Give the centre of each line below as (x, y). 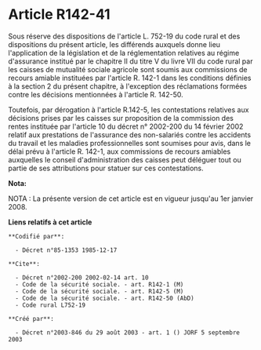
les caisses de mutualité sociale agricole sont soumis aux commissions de (128, 69)
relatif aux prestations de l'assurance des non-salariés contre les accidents (130, 134)
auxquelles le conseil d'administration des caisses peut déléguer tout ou (125, 159)
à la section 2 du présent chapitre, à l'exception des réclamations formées (128, 86)
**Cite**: (24, 264)
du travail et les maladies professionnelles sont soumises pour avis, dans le (130, 143)
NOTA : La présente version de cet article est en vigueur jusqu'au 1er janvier (131, 199)
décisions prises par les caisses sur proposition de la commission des (121, 118)
